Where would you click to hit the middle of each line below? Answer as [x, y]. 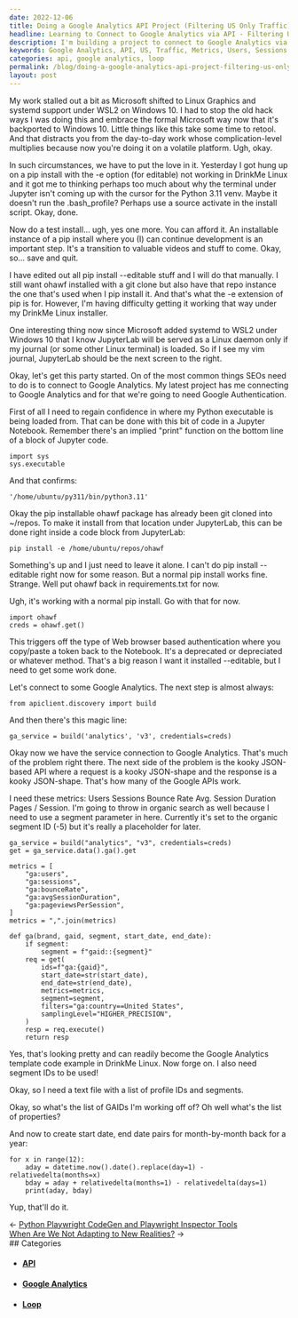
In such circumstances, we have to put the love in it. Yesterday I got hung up [149, 164]
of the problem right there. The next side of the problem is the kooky [134, 762]
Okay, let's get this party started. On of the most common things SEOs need [148, 375]
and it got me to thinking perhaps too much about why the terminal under [143, 184]
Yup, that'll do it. [39, 1207]
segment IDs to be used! [54, 1073]
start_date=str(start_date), [95, 975]
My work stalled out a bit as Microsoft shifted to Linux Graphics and [133, 100]
